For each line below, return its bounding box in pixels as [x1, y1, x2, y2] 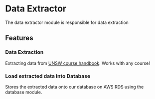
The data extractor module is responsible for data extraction [5, 19, 129, 25]
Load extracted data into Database [5, 73, 91, 80]
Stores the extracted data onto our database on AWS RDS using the [5, 84, 144, 90]
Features [5, 34, 33, 42]
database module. [5, 89, 42, 95]
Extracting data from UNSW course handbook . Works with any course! [5, 60, 151, 66]
